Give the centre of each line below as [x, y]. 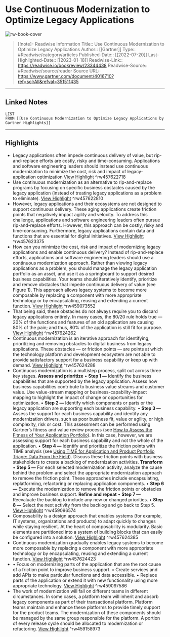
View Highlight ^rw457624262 [44, 333]
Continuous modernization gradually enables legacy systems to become [88, 542]
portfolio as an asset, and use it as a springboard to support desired [83, 273]
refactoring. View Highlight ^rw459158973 [56, 628]
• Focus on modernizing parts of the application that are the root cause [87, 564]
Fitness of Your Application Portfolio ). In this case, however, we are [82, 435]
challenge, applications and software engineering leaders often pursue [86, 220]
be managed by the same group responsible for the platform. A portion [86, 618]
